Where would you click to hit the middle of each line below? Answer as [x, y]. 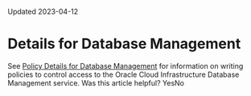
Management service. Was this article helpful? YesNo [96, 82]
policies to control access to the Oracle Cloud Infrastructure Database [123, 74]
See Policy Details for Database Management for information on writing [125, 66]
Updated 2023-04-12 [43, 12]
